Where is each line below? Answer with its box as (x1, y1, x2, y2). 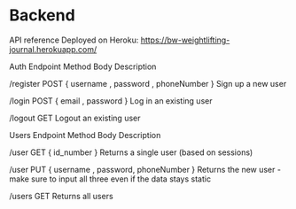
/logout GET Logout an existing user (9, 112, 141, 123)
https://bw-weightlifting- (140, 35, 230, 45)
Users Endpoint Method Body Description (9, 129, 161, 140)
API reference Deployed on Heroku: (9, 35, 139, 45)
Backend (9, 5, 75, 26)
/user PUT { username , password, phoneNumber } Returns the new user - (9, 164, 282, 174)
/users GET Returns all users (9, 190, 113, 201)
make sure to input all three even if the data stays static (9, 174, 211, 184)
